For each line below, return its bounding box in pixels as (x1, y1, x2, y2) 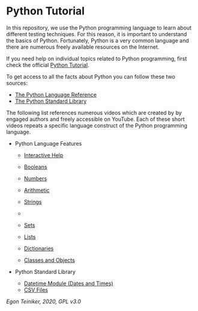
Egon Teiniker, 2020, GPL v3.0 (6, 298, 81, 305)
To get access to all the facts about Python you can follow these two (6, 73, 176, 80)
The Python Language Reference (14, 91, 97, 98)
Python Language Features (14, 140, 82, 147)
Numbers (23, 174, 47, 182)
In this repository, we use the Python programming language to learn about (6, 24, 192, 31)
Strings (23, 198, 42, 205)
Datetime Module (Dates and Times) (23, 280, 113, 287)
